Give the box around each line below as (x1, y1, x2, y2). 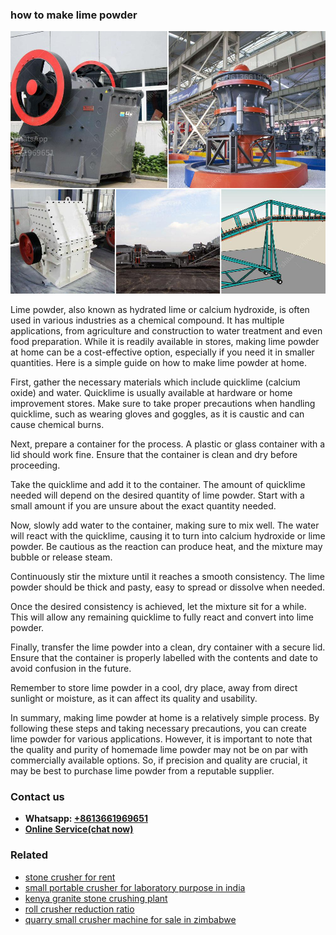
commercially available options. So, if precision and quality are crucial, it (10, 754, 308, 766)
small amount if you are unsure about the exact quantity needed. (10, 499, 277, 512)
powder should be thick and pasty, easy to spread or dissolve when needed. (10, 581, 326, 593)
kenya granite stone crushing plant (24, 892, 168, 904)
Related (10, 848, 49, 862)
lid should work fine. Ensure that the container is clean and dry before (10, 448, 298, 460)
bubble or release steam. (10, 551, 113, 563)
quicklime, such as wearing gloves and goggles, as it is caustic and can (10, 408, 305, 420)
